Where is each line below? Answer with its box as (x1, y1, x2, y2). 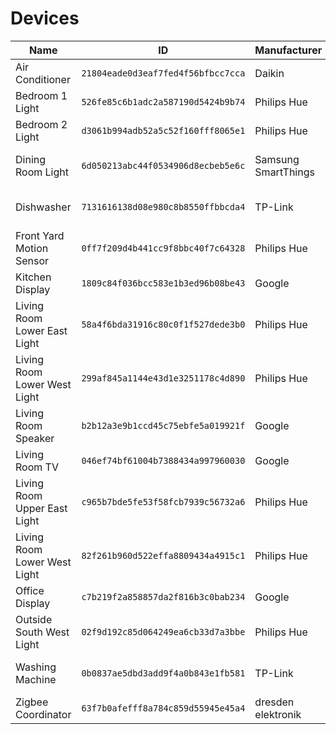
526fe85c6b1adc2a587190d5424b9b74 (81, 96, 246, 107)
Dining (15, 152, 47, 166)
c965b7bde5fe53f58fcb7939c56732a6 (81, 496, 246, 507)
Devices (10, 7, 80, 30)
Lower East (15, 323, 68, 337)
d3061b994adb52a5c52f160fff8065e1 (81, 125, 246, 136)
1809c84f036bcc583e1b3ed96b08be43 (81, 277, 246, 289)
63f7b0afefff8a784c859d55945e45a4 (81, 702, 246, 714)
